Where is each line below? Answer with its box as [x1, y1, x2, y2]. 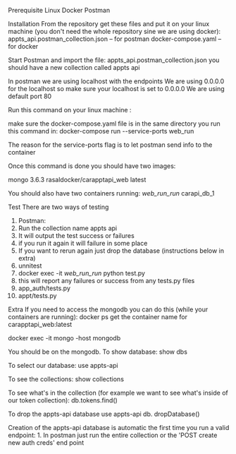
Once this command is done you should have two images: [8, 162, 176, 170]
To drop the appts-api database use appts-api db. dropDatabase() [8, 410, 200, 418]
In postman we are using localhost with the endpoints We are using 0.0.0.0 [8, 77, 225, 85]
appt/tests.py [18, 292, 57, 299]
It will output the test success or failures [18, 232, 135, 239]
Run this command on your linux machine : [8, 106, 132, 114]
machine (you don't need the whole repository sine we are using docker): [8, 28, 221, 35]
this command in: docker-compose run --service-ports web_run [8, 127, 194, 135]
